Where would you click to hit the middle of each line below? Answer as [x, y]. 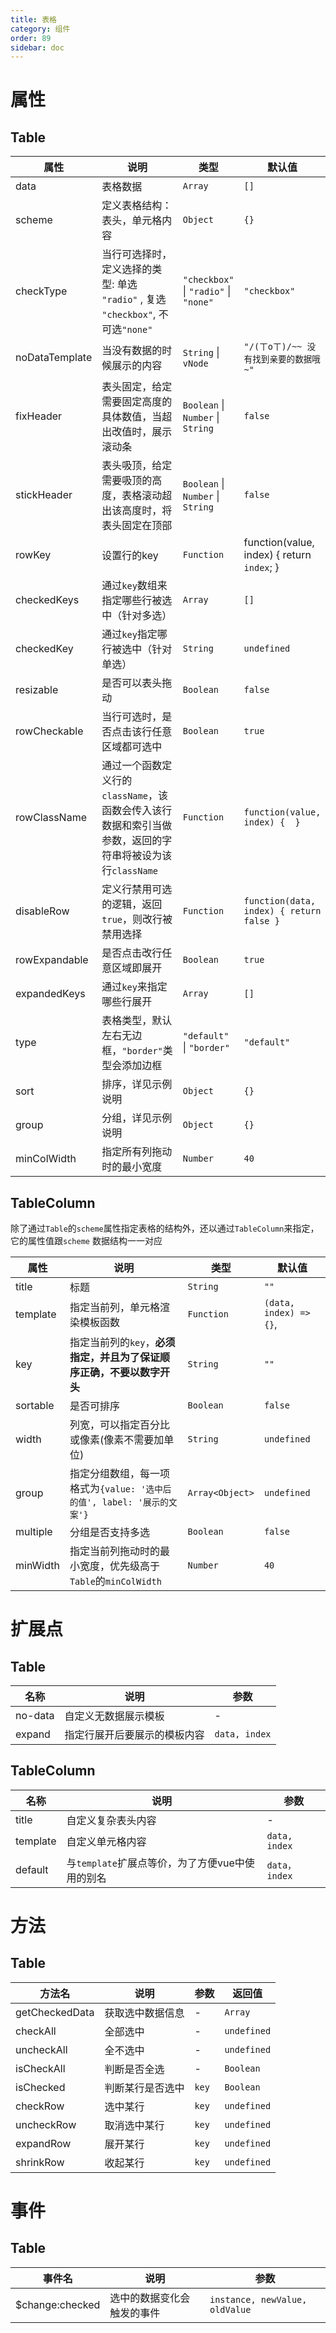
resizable [37, 690]
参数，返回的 [132, 841]
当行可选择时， [137, 254]
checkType [41, 291]
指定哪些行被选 [137, 601]
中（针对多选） [137, 616]
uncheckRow [46, 2124]
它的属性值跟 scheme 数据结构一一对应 [86, 1241]
